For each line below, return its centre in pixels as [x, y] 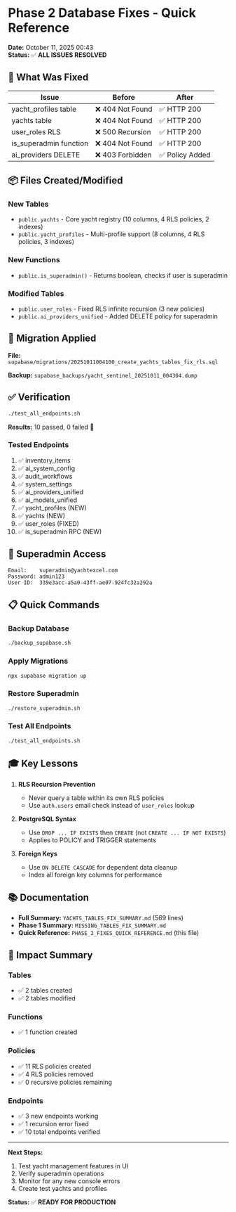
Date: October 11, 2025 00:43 [51, 47]
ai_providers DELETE [46, 155]
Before [124, 97]
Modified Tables [36, 293]
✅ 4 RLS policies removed [56, 1074]
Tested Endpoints [39, 445]
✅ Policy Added [185, 155]
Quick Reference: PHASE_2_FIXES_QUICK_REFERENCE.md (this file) [109, 933]
